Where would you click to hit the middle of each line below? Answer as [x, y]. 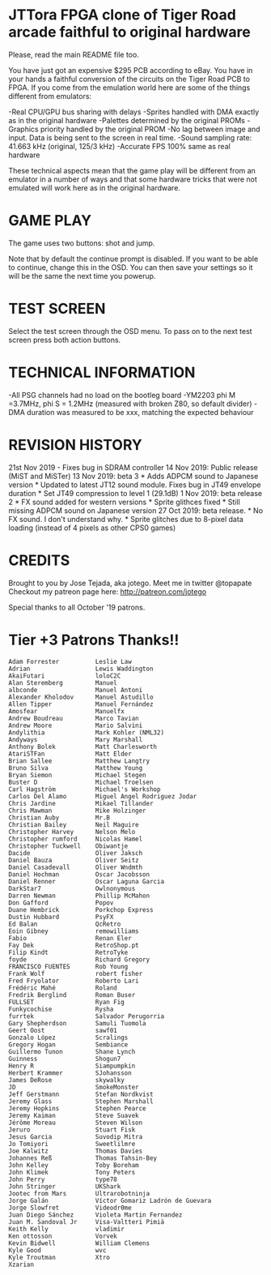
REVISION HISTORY [76, 445]
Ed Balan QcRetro [65, 924]
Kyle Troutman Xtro [59, 1257]
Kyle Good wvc [57, 1250]
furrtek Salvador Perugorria [86, 1016]
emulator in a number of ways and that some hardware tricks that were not [133, 179]
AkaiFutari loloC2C [65, 676]
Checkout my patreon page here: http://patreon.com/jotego [108, 591]
